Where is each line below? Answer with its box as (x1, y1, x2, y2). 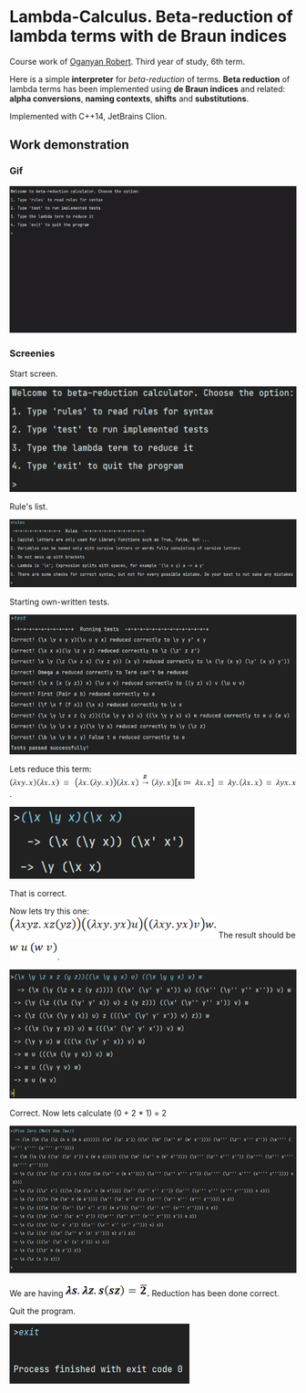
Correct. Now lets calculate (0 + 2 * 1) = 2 (9, 1107, 167, 1118)
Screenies (9, 347, 56, 360)
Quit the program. (9, 1305, 76, 1316)
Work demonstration (9, 137, 129, 152)
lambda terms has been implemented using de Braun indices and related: (9, 83, 286, 94)
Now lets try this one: (9, 906, 89, 916)
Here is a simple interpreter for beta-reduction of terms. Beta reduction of (9, 73, 291, 84)
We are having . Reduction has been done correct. (9, 1288, 280, 1299)
